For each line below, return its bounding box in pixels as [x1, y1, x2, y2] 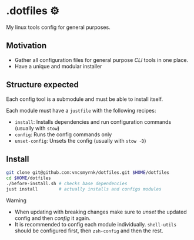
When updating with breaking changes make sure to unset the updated [14, 208, 187, 215]
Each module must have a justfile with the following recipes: [6, 107, 156, 114]
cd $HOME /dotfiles [6, 175, 51, 181]
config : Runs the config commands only [14, 131, 112, 138]
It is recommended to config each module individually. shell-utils [14, 221, 177, 228]
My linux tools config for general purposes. [6, 24, 111, 31]
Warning [6, 196, 26, 204]
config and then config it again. [14, 214, 91, 222]
